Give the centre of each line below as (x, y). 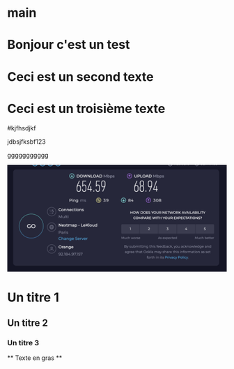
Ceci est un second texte (80, 76)
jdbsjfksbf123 (27, 142)
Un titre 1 (33, 297)
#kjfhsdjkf (22, 128)
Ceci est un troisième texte (86, 108)
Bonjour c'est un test (69, 45)
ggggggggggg (28, 155)
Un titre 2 (28, 323)
